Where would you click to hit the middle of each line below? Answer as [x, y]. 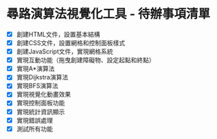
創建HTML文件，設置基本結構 [58, 34]
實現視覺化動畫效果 [44, 94]
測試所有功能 [34, 129]
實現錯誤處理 [34, 120]
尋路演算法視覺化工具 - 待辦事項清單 [108, 14]
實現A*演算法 [35, 68]
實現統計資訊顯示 [41, 112]
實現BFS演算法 [37, 86]
